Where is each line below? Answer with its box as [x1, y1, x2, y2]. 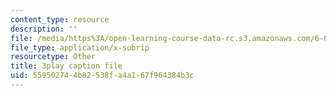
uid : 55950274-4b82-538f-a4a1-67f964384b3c [10, 71, 195, 81]
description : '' [10, 24, 78, 34]
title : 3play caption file [10, 61, 123, 71]
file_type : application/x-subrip [10, 42, 150, 53]
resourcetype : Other [10, 52, 97, 62]
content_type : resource [10, 14, 110, 25]
